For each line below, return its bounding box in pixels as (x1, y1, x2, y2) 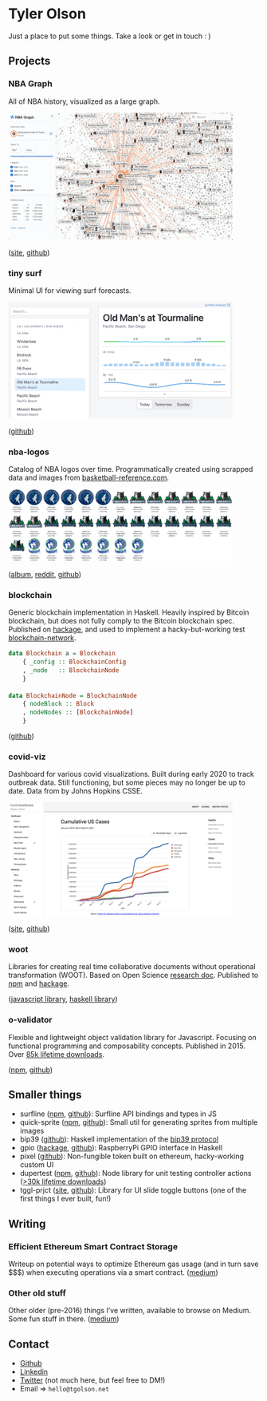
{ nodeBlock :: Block (22, 700, 94, 708)
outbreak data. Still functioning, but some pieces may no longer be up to (8, 778, 245, 787)
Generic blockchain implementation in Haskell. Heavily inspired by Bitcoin (8, 607, 249, 617)
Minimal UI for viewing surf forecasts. (8, 286, 132, 295)
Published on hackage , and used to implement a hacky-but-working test (8, 624, 245, 635)
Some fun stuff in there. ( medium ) (8, 1314, 120, 1324)
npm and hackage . (8, 979, 70, 988)
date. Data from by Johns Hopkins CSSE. (8, 786, 143, 796)
